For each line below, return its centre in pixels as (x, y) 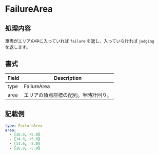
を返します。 (18, 47)
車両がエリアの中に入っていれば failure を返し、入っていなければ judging (80, 41)
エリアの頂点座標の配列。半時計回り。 (68, 95)
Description (68, 78)
